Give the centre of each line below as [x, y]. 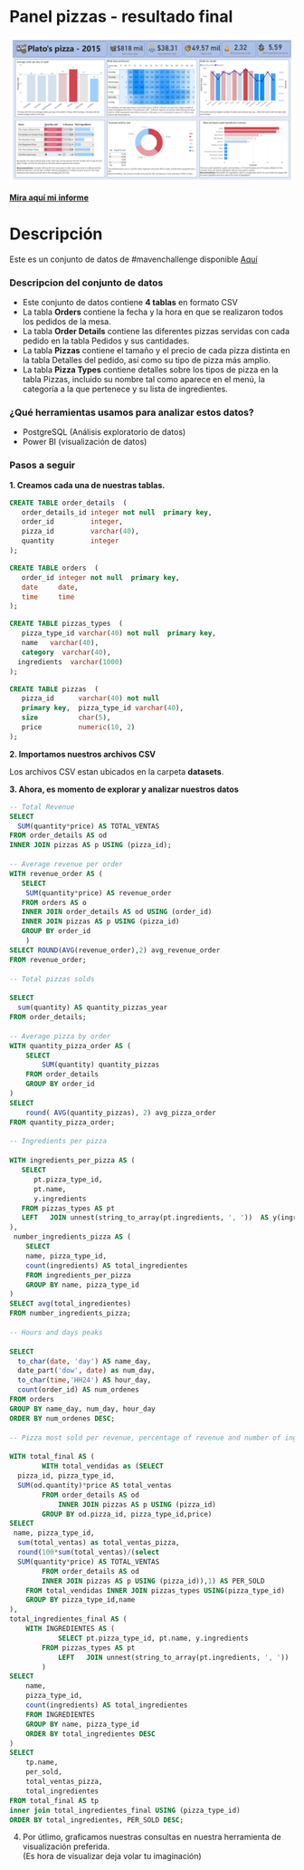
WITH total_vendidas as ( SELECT [103, 1466]
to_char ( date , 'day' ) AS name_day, [85, 1361]
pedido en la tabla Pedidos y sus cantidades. [106, 341]
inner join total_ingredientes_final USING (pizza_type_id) [125, 1810]
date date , [50, 587]
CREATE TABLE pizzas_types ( [66, 624]
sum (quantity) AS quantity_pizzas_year [93, 1007]
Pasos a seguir [43, 466]
